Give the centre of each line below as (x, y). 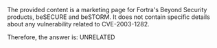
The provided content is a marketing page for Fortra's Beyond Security (107, 10)
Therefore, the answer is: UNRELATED (61, 37)
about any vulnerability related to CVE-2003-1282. (78, 24)
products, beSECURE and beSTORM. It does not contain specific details (109, 17)
